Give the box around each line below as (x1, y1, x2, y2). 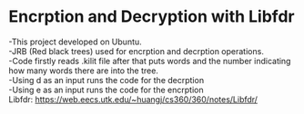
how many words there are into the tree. (8, 65, 158, 76)
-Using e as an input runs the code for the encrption (8, 84, 204, 95)
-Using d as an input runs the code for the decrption (8, 74, 205, 85)
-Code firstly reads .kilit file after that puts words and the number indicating (8, 55, 291, 66)
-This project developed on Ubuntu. (8, 36, 142, 47)
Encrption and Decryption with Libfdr (8, 6, 295, 27)
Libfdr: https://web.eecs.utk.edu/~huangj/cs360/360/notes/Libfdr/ (8, 93, 258, 105)
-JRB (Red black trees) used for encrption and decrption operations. (8, 45, 265, 56)
